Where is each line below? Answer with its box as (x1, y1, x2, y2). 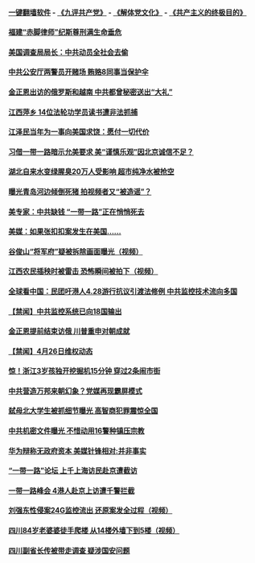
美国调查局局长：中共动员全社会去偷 (8, 47, 129, 56)
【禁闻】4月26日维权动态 (8, 346, 93, 356)
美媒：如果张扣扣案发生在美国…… (8, 226, 122, 237)
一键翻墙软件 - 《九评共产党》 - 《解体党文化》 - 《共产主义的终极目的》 (8, 7, 247, 17)
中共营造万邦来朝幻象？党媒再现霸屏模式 (8, 386, 142, 395)
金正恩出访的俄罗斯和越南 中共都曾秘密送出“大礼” (8, 87, 173, 97)
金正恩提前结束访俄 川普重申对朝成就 (8, 326, 130, 336)
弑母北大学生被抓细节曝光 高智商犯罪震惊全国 (8, 406, 158, 416)
